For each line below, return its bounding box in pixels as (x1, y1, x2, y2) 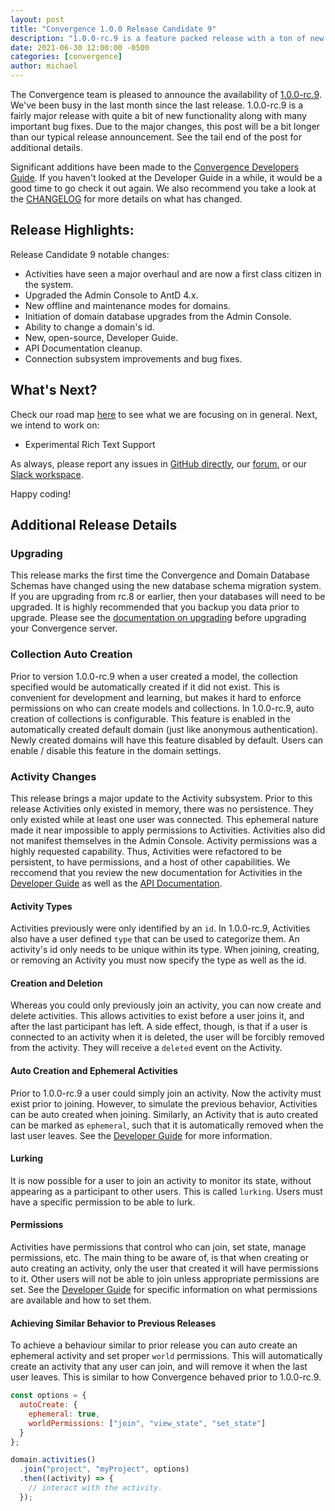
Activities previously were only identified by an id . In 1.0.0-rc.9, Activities (10, 922, 311, 935)
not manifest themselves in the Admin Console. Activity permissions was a (10, 834, 318, 846)
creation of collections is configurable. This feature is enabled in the (10, 712, 291, 725)
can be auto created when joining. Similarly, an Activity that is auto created (10, 1108, 319, 1120)
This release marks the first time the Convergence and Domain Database (10, 569, 310, 581)
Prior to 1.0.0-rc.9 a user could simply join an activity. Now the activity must (10, 1087, 322, 1099)
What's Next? (10, 382, 98, 399)
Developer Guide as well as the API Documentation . (10, 877, 223, 889)
